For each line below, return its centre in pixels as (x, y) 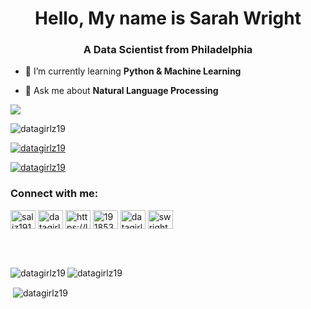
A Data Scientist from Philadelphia (168, 50)
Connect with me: (54, 194)
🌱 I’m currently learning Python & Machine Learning (133, 71)
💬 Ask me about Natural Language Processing (121, 91)
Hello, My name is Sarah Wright (168, 18)
